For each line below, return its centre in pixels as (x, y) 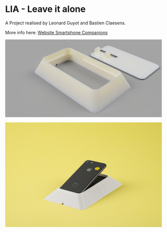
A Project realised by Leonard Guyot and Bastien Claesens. (65, 23)
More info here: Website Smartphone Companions (56, 32)
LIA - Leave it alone (45, 9)
